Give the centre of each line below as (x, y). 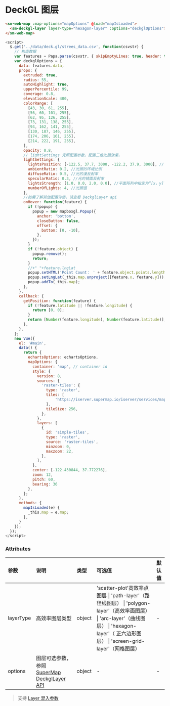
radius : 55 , (36, 80)
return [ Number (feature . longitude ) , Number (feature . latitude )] (96, 320)
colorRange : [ (38, 103)
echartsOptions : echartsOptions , (63, 357)
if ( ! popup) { (42, 207)
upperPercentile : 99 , (46, 89)
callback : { (31, 296)
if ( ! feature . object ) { (53, 249)
